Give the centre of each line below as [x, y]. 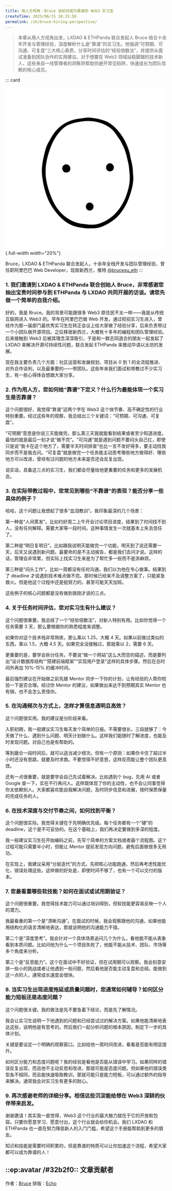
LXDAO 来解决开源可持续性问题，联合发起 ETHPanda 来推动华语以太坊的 [82, 344]
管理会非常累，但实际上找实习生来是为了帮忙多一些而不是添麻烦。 [84, 558]
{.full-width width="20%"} [33, 253]
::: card [13, 80]
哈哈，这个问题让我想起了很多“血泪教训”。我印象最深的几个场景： [75, 511]
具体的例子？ [21, 498]
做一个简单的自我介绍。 [34, 300]
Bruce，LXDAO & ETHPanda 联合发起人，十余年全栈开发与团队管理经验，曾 [85, 264]
